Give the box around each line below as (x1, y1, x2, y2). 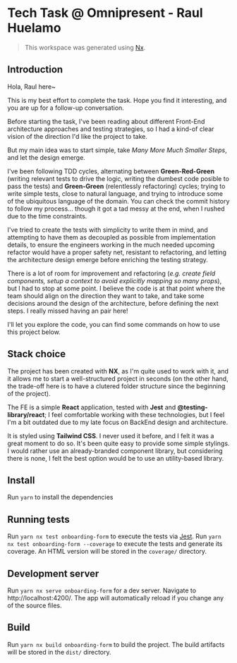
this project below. (7, 328, 61, 336)
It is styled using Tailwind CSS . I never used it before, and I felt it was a (7, 431, 214, 440)
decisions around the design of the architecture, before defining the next (7, 299, 219, 307)
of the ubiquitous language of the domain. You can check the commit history (7, 197, 230, 205)
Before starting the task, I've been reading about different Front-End (7, 117, 205, 125)
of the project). (7, 389, 51, 397)
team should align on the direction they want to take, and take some (7, 291, 205, 300)
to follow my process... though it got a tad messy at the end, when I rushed (7, 204, 225, 213)
